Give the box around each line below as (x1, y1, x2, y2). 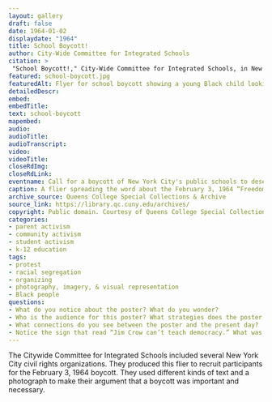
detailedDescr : (8, 87, 60, 96)
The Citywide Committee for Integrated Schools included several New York (8, 350, 259, 361)
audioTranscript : (8, 139, 67, 148)
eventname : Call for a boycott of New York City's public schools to (8, 177, 249, 186)
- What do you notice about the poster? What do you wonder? (8, 306, 219, 314)
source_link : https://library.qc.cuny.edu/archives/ (8, 200, 190, 208)
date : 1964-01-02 (8, 27, 67, 35)
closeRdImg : (8, 163, 49, 171)
